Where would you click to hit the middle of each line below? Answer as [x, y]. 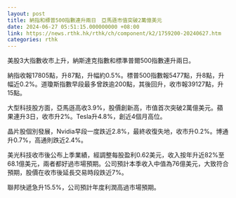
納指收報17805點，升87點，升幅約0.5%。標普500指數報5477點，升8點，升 [116, 76]
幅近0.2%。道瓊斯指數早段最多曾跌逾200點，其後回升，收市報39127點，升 [116, 84]
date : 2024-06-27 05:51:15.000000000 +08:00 [73, 27]
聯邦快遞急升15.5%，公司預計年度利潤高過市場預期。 [84, 188]
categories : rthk [33, 40]
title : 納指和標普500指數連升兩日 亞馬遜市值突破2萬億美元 [85, 20]
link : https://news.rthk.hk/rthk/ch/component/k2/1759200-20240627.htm [114, 33]
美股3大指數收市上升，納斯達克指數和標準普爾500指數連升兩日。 [101, 61]
